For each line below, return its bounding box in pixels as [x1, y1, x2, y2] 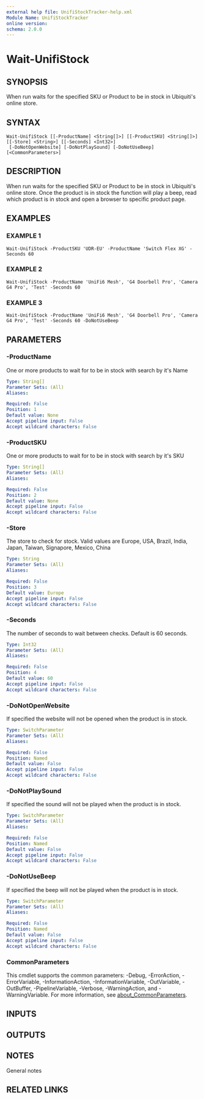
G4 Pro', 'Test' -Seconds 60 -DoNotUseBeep [6, 318, 119, 324]
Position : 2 [6, 492, 37, 498]
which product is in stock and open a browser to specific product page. [6, 195, 186, 203]
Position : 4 [6, 670, 37, 676]
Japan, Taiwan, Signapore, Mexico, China [6, 544, 111, 551]
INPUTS [6, 1009, 37, 1019]
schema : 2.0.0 [6, 26, 43, 32]
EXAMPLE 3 [6, 298, 43, 307]
